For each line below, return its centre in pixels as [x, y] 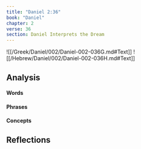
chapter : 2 [20, 23]
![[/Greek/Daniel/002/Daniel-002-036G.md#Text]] [69, 52]
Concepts [19, 121]
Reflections [29, 140]
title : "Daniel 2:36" [34, 12]
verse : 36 [19, 29]
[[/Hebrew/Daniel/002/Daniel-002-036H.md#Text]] [71, 58]
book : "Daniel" [26, 18]
